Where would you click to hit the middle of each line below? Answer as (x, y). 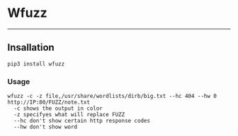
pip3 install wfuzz (36, 64)
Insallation (31, 48)
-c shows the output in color (58, 109)
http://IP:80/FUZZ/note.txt (49, 103)
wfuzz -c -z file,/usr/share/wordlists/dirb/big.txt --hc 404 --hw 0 (112, 97)
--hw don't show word (46, 127)
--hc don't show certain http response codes (82, 121)
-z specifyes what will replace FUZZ (69, 115)
